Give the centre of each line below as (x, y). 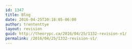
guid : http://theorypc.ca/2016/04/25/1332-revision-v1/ (66, 34)
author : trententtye (27, 24)
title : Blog (18, 15)
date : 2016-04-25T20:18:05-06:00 (41, 19)
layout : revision (24, 29)
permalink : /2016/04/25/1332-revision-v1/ (51, 39)
